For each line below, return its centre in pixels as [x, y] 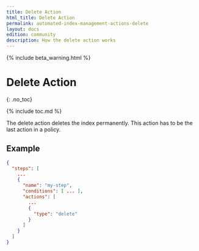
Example [23, 149]
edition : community [31, 35]
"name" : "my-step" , [47, 186]
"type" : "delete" [56, 214]
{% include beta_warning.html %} [49, 58]
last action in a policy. [34, 129]
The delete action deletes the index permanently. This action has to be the [100, 123]
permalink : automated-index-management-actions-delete [78, 23]
